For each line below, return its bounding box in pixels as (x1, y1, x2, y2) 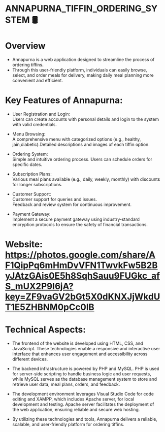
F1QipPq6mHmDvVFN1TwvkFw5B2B (5, 260, 158, 271)
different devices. (12, 356, 48, 362)
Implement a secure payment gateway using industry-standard (12, 216, 140, 222)
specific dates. (12, 162, 43, 167)
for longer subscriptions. (12, 182, 63, 188)
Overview (5, 40, 46, 52)
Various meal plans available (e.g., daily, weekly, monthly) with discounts (12, 176, 160, 182)
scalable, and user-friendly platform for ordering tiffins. (12, 422, 125, 428)
